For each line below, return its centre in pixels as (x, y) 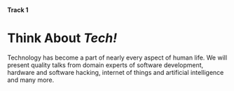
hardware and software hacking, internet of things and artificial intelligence (116, 72)
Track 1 (18, 10)
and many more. (31, 80)
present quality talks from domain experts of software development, (105, 65)
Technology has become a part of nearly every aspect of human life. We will (117, 57)
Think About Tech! (62, 38)
